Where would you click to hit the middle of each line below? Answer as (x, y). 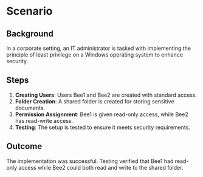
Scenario (29, 11)
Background (30, 34)
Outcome (24, 146)
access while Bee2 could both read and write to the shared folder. (101, 167)
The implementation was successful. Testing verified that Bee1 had (90, 161)
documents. (30, 108)
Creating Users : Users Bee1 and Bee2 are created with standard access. (106, 95)
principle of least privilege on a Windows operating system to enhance (95, 55)
